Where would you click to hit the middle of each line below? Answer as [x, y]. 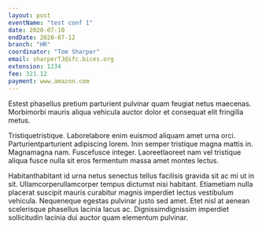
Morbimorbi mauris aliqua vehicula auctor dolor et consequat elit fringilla [126, 111]
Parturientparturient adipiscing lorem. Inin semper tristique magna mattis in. [131, 144]
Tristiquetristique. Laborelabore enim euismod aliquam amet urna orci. [122, 135]
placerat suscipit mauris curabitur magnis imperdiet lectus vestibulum [121, 192]
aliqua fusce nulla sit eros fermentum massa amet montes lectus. [113, 160]
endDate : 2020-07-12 [42, 37]
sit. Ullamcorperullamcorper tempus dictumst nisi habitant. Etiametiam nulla [131, 184]
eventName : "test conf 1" [50, 23]
